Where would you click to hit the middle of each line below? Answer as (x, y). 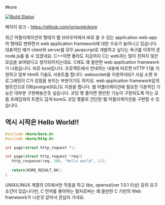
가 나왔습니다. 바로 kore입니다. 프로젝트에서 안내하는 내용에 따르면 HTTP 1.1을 (80, 68)
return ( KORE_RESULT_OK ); (37, 170)
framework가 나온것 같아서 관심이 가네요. (45, 197)
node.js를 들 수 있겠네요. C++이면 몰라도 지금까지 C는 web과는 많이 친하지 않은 (82, 56)
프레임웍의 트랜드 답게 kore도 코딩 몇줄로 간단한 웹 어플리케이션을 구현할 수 (82, 99)
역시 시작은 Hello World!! (42, 122)
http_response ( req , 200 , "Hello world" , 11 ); (59, 161)
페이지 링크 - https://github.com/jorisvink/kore (51, 27)
